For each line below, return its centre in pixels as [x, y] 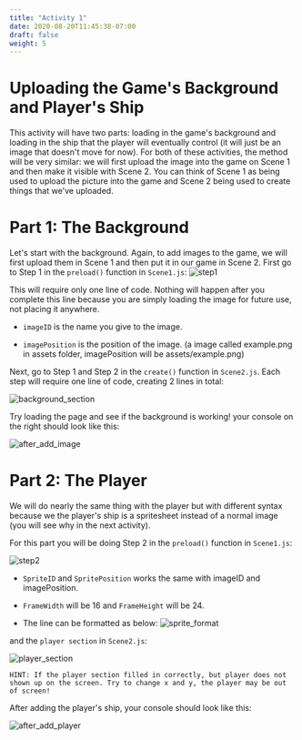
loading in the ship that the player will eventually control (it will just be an [146, 143]
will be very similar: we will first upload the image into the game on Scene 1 [150, 162]
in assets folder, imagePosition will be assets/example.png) [133, 354]
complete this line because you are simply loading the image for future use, [151, 299]
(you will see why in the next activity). [80, 525]
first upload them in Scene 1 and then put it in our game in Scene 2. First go [151, 263]
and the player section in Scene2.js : [78, 641]
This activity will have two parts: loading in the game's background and [143, 133]
